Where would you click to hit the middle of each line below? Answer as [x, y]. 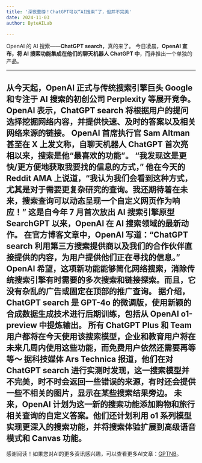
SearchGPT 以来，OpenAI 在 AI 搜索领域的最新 [94, 223]
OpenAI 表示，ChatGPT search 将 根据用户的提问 [97, 110]
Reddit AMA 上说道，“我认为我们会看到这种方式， [99, 178]
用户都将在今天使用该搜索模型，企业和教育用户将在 [101, 336]
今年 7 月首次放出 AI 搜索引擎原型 [113, 212]
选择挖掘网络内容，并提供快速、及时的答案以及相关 [101, 121]
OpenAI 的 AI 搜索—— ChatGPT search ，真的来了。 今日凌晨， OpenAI [94, 46]
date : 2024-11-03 [28, 17]
